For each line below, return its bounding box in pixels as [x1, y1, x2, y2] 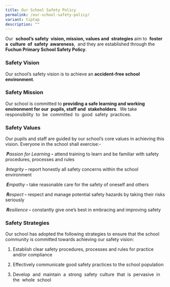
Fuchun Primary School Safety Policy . [5, 46, 87, 53]
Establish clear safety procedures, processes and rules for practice [12, 246, 154, 252]
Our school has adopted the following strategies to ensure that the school [5, 231, 159, 237]
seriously [5, 197, 24, 203]
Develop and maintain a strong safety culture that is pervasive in [12, 271, 160, 278]
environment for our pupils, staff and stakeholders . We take [5, 106, 137, 112]
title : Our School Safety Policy [5, 7, 76, 13]
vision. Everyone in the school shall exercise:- [5, 141, 102, 147]
